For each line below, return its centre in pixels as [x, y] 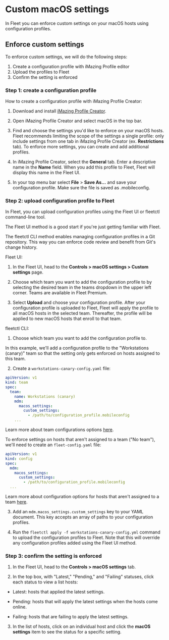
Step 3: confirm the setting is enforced [53, 556]
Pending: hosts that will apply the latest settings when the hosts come [85, 602]
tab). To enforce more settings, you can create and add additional [80, 147]
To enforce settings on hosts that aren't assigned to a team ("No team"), [80, 440]
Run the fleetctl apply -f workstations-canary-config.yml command [86, 532]
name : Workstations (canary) [45, 396]
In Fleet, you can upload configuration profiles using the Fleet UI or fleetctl [82, 212]
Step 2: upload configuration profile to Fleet [60, 200]
